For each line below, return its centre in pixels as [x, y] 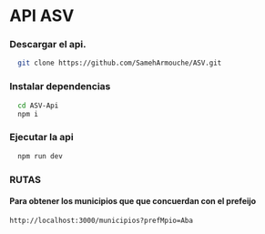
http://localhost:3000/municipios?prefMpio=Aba [102, 220]
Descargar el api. [48, 45]
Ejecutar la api [42, 137]
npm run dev [41, 156]
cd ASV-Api [38, 106]
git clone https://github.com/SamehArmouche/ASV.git [120, 63]
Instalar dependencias [60, 86]
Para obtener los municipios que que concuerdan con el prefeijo [133, 201]
